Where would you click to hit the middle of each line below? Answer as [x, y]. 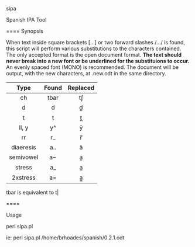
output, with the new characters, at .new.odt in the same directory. [86, 73]
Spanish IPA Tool [26, 20]
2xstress [24, 178]
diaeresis [23, 147]
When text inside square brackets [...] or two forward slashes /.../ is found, [96, 42]
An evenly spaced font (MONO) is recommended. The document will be [93, 67]
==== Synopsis [25, 31]
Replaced [81, 88]
